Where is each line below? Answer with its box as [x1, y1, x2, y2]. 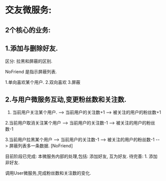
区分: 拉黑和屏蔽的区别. [5, 58, 53, 64]
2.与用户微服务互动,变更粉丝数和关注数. [5, 95, 127, 104]
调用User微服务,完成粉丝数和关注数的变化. [5, 170, 92, 176]
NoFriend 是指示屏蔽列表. [5, 69, 57, 75]
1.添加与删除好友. [5, 44, 58, 53]
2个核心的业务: [5, 26, 51, 34]
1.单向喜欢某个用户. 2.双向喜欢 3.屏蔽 [5, 79, 81, 85]
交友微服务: [5, 4, 52, 16]
